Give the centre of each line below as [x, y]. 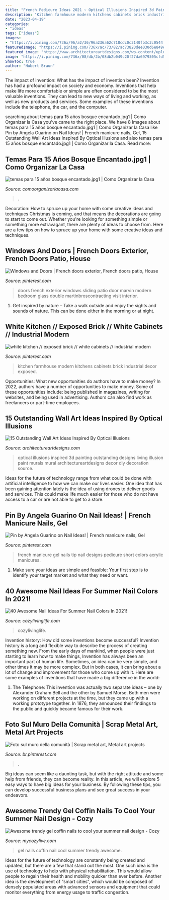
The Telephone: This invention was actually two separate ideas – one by [87, 687]
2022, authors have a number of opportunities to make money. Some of [79, 386]
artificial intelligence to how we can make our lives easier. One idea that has [84, 484]
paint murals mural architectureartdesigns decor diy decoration [83, 463]
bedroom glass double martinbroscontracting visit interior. [78, 296]
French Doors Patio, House [48, 259]
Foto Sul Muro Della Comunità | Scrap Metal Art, [82, 725]
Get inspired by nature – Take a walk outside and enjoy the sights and [84, 305]
